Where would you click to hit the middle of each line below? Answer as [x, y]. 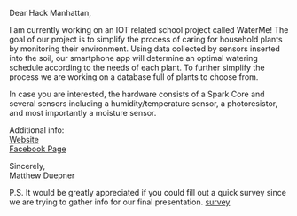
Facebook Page [38, 149]
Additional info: [37, 130]
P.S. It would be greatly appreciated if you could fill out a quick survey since [148, 193]
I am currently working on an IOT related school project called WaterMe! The [149, 30]
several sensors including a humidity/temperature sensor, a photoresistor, [143, 104]
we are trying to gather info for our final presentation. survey [120, 202]
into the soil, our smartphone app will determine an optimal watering [134, 58]
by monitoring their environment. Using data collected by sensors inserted [145, 49]
